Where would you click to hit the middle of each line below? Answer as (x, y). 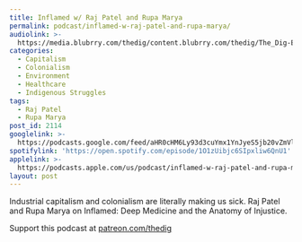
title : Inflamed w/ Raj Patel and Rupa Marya (96, 17)
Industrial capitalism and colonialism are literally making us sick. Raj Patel (145, 202)
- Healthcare (42, 84)
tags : (19, 101)
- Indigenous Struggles (62, 92)
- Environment (44, 76)
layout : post (34, 176)
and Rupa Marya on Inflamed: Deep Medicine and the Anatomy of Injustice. (148, 211)
